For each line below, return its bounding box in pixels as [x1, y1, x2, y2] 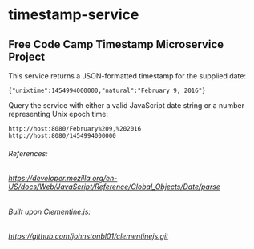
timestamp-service [8, 6, 139, 24]
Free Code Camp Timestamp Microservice [8, 38, 224, 51]
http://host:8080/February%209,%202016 [8, 125, 142, 133]
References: [8, 148, 48, 158]
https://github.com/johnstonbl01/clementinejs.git [8, 231, 169, 241]
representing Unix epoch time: [8, 110, 108, 118]
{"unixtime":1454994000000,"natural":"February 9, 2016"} [8, 86, 206, 94]
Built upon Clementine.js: [8, 207, 91, 216]
